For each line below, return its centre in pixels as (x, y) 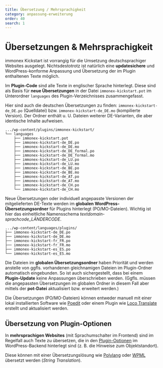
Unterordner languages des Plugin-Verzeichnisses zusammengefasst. (74, 96)
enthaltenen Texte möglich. (32, 76)
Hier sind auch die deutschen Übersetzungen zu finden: (61, 106)
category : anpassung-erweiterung (39, 14)
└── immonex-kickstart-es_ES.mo (38, 254)
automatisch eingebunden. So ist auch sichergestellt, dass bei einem (74, 273)
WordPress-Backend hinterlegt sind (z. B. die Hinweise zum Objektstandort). (82, 346)
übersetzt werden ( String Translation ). (43, 360)
